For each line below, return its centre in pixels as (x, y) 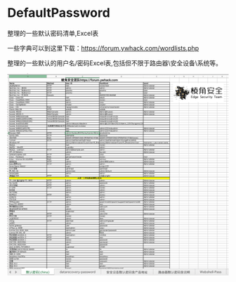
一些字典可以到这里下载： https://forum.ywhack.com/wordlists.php (103, 48)
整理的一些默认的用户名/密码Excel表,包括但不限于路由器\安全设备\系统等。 (115, 63)
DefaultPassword (59, 13)
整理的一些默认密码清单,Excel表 (53, 33)
